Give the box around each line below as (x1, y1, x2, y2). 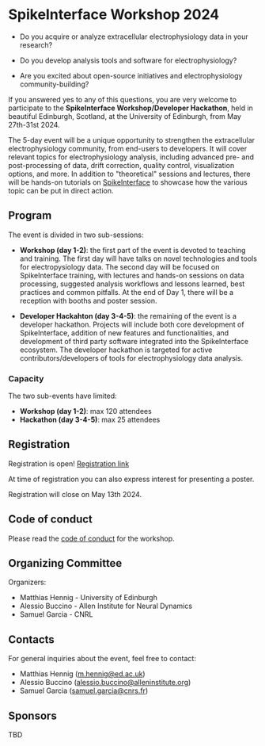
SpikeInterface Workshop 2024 (8, 6, 220, 24)
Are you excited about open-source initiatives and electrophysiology (19, 71, 243, 80)
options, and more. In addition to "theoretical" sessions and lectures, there (8, 169, 251, 178)
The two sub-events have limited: (8, 391, 117, 401)
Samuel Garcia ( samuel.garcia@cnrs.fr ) (19, 686, 149, 695)
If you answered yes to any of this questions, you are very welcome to (8, 94, 237, 104)
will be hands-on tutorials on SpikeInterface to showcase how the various (8, 177, 248, 187)
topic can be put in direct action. (8, 186, 114, 195)
